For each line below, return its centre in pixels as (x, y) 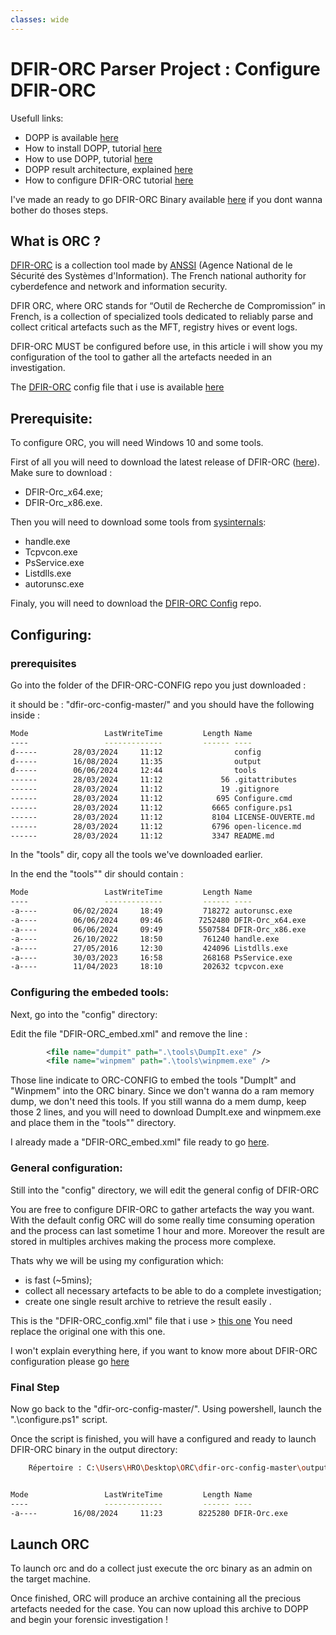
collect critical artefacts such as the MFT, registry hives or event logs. (154, 327)
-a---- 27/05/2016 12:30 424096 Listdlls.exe (149, 948)
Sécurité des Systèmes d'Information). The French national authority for (158, 276)
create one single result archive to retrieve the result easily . (148, 1301)
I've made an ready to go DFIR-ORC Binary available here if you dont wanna (166, 199)
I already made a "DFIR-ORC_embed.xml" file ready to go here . (140, 1142)
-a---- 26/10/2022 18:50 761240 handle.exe (145, 939)
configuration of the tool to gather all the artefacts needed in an (141, 357)
